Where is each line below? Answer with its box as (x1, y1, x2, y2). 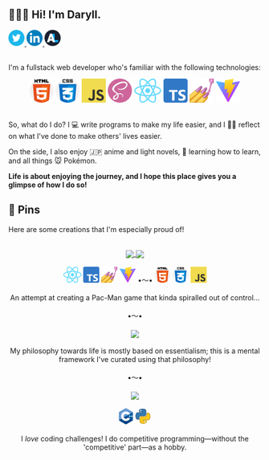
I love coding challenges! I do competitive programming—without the (21, 434, 249, 444)
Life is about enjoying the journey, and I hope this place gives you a (8, 171, 237, 181)
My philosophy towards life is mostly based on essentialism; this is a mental (10, 346, 260, 356)
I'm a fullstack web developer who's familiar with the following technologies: (8, 62, 261, 72)
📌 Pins (8, 203, 40, 217)
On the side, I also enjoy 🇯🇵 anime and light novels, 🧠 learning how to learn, (8, 146, 261, 157)
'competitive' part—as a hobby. (83, 442, 187, 452)
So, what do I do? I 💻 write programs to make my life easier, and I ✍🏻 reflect (8, 120, 260, 129)
